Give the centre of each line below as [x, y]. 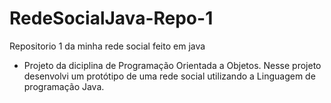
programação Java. [64, 86]
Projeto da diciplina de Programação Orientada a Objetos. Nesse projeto [172, 65]
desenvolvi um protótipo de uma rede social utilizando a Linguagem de [169, 76]
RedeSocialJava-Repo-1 [111, 18]
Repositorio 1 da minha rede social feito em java [107, 46]
